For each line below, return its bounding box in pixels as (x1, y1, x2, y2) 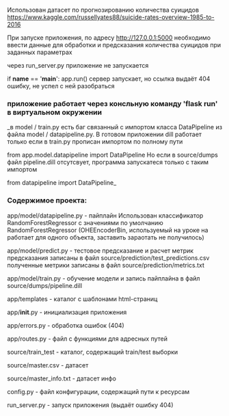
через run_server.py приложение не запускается (7, 62, 149, 69)
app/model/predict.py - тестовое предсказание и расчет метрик (7, 246, 193, 255)
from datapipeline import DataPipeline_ (7, 179, 117, 187)
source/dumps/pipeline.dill (7, 281, 83, 289)
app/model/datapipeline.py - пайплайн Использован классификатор (7, 211, 204, 220)
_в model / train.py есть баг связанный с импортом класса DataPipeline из (7, 123, 223, 131)
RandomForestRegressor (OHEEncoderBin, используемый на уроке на (7, 226, 208, 234)
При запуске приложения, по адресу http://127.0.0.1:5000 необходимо (7, 34, 211, 42)
